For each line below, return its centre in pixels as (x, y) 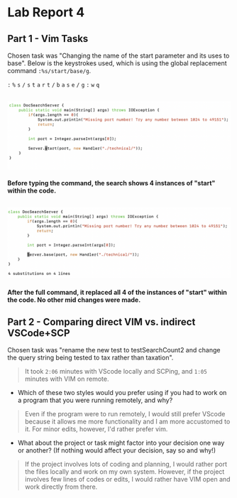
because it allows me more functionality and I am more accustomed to (127, 422)
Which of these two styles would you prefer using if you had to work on (122, 393)
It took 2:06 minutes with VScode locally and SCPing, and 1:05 (116, 372)
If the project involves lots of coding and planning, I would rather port (126, 464)
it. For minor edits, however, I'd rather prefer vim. (96, 429)
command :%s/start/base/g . (49, 71)
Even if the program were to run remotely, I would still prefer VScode (125, 414)
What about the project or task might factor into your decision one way (121, 443)
